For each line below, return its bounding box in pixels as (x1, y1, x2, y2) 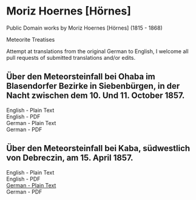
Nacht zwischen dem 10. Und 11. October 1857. (6, 91, 185, 101)
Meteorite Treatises (6, 36, 55, 43)
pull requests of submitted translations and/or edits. (6, 54, 135, 61)
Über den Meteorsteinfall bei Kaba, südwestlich (6, 143, 191, 153)
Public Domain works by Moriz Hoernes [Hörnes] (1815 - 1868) (6, 24, 163, 31)
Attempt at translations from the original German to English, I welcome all (6, 47, 189, 55)
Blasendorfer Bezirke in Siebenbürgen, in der (6, 81, 180, 91)
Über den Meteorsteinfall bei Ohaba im (6, 71, 156, 82)
